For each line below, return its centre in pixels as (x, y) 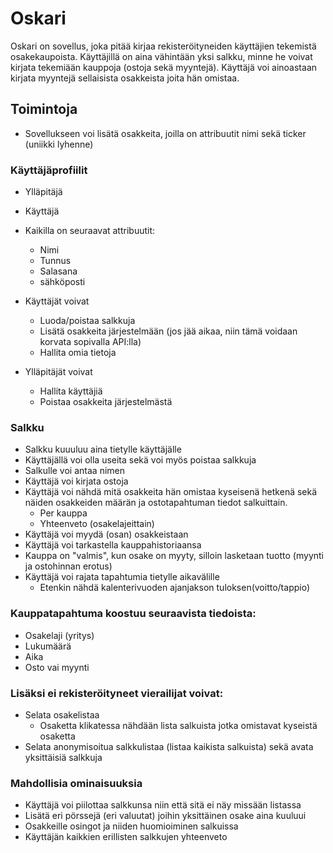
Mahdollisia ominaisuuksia (76, 783)
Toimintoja (44, 109)
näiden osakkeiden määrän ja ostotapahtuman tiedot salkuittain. (156, 503)
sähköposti (62, 282)
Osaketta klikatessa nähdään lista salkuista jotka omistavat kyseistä (178, 725)
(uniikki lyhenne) (59, 144)
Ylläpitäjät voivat (58, 372)
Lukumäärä (48, 646)
